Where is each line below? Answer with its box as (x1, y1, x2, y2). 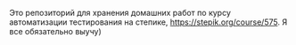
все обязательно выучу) (9, 26, 103, 36)
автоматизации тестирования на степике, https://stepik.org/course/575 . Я (9, 17, 288, 27)
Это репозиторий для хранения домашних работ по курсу (9, 8, 232, 18)
